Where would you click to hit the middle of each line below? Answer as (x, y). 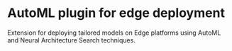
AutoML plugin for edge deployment (116, 13)
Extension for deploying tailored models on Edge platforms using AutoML (114, 33)
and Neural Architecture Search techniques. (72, 40)
